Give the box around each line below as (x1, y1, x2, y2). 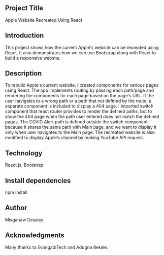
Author (5, 204, 27, 212)
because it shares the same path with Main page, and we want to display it (5, 124, 157, 130)
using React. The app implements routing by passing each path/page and (5, 87, 154, 93)
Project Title (5, 4, 43, 12)
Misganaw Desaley (5, 217, 44, 222)
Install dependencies (5, 176, 71, 184)
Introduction (5, 32, 44, 40)
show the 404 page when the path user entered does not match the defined (5, 113, 160, 120)
